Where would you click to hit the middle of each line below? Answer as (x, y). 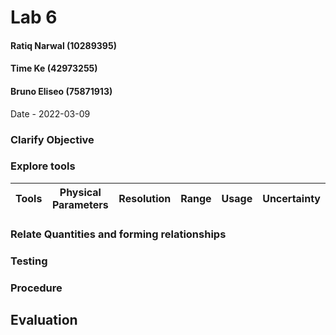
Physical (80, 192)
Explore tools (43, 166)
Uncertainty (291, 198)
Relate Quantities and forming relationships (118, 234)
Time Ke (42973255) (54, 68)
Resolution (145, 198)
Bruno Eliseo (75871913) (61, 91)
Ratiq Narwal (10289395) (63, 45)
